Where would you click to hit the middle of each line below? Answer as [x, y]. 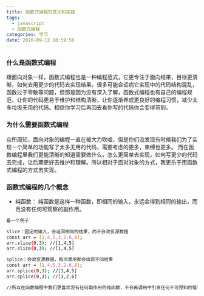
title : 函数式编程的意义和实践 [41, 12]
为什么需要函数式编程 [37, 125]
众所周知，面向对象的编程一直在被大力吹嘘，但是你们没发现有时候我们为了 [99, 139]
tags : [13, 18]
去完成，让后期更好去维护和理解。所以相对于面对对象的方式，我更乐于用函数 [102, 162]
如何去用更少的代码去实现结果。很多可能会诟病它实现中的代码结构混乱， [107, 85]
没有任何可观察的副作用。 [53, 209]
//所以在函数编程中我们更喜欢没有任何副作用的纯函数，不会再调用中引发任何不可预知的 [99, 287]
